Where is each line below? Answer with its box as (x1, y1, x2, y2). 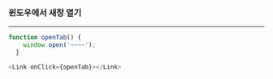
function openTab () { (8, 34, 82, 42)
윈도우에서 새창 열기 (8, 6, 82, 18)
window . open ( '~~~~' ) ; (23, 41, 96, 49)
